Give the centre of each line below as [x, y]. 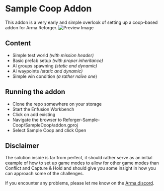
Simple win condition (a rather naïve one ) [55, 76]
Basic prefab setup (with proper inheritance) [58, 61]
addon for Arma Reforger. [31, 27]
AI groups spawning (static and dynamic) [55, 65]
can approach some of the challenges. [44, 174]
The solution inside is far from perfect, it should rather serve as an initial [79, 158]
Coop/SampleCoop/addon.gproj [45, 125]
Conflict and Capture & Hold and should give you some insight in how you [81, 168]
